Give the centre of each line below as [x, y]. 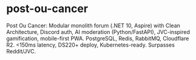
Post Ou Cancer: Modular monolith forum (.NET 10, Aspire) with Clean [93, 25]
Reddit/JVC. [21, 51]
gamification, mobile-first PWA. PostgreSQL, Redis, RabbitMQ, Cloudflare [98, 38]
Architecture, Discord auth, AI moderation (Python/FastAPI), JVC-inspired [98, 32]
